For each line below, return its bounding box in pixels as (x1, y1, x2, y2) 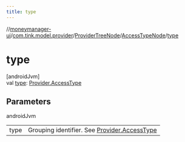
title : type (6, 8, 36, 15)
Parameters (6, 96, 51, 106)
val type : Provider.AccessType (6, 79, 82, 86)
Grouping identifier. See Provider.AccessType (28, 126, 157, 134)
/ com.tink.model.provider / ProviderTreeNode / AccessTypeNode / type (10, 31, 179, 39)
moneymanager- (10, 25, 51, 32)
